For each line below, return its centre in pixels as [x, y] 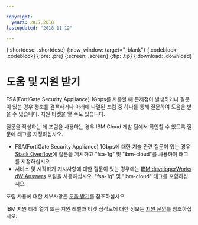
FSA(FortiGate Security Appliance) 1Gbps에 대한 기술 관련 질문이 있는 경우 [103, 147]
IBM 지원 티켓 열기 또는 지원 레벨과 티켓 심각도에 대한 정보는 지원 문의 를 [89, 209]
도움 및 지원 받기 [43, 82]
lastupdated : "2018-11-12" [39, 28]
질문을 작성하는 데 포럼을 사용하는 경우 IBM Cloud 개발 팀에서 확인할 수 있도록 [96, 127]
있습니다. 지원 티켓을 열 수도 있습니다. [62, 114]
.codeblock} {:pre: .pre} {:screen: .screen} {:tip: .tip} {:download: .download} [99, 56]
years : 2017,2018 [33, 22]
